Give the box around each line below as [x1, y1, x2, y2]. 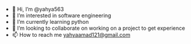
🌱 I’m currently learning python [11, 18, 89, 25]
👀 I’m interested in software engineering [11, 12, 111, 19]
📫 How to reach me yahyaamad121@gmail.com [11, 32, 131, 38]
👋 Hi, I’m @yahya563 [11, 6, 64, 12]
